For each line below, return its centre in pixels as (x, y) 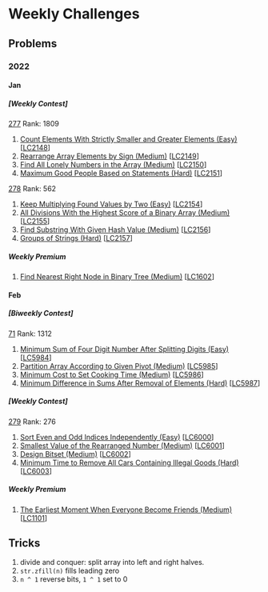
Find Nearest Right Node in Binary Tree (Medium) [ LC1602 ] (117, 277)
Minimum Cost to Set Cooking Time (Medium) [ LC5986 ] (112, 374)
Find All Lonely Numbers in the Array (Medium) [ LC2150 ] (113, 165)
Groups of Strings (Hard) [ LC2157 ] (76, 238)
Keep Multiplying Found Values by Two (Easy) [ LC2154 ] (111, 204)
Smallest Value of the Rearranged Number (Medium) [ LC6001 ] (122, 446)
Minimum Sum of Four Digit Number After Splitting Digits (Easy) (124, 349)
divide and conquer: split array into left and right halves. (112, 562)
